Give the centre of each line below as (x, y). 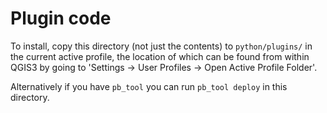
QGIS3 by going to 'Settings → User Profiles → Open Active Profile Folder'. (164, 67)
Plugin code (61, 18)
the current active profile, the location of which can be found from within (160, 56)
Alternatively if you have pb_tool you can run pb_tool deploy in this (149, 86)
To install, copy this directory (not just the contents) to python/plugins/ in (161, 46)
